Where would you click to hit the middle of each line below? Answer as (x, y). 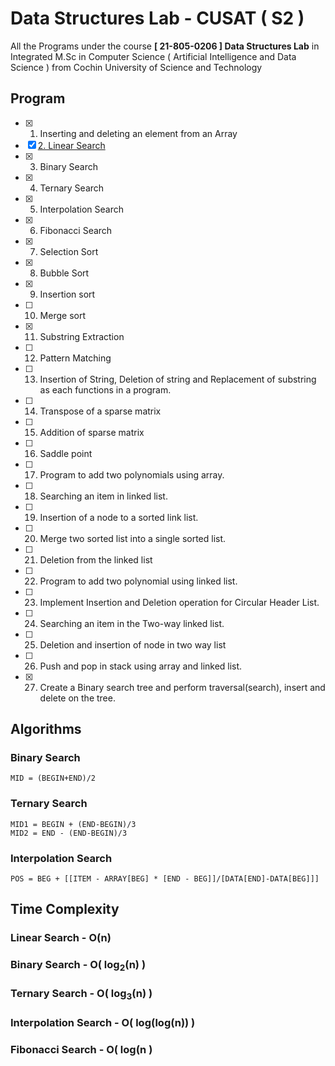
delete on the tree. (77, 698)
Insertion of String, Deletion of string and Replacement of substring (178, 379)
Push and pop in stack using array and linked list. (141, 666)
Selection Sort (69, 251)
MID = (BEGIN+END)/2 (53, 778)
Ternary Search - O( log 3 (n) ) (81, 994)
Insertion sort (67, 294)
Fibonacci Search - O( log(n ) (81, 1049)
